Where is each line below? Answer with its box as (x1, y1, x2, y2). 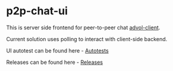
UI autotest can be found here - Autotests (6, 47, 109, 54)
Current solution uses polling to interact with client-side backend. (6, 35, 168, 42)
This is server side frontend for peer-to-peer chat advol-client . (6, 24, 160, 31)
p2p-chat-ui (6, 4, 68, 18)
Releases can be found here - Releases (6, 58, 103, 66)
